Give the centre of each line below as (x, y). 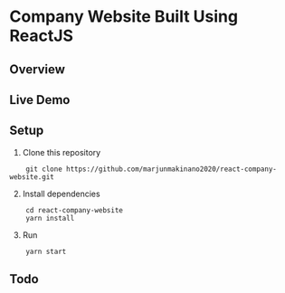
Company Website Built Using (123, 17)
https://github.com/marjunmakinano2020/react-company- (172, 169)
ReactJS (42, 36)
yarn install (50, 218)
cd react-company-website (75, 210)
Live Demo (40, 100)
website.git (32, 177)
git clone (44, 169)
